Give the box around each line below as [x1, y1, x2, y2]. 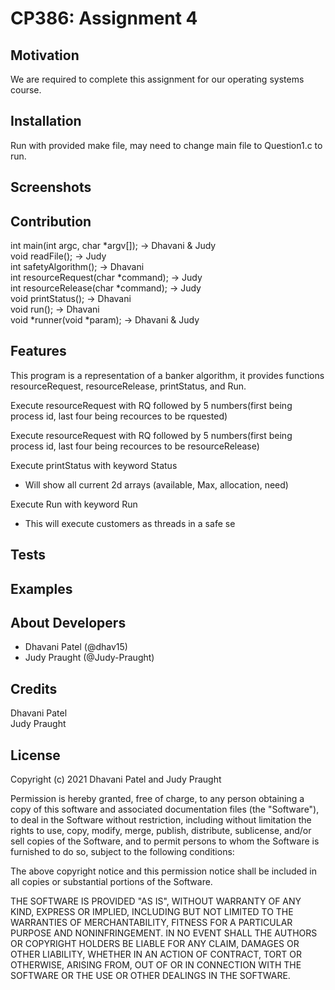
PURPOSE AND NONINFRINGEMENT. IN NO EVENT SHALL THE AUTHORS [10, 927, 318, 939]
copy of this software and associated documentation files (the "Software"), [10, 803, 320, 816]
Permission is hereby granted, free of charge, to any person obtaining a [10, 793, 305, 805]
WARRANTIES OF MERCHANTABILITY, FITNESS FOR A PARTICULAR [10, 917, 293, 929]
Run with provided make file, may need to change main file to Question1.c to [10, 139, 323, 151]
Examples [10, 580, 73, 597]
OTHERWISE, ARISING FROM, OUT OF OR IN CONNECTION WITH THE [10, 959, 302, 971]
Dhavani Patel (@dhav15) [24, 641, 128, 653]
